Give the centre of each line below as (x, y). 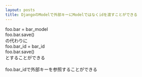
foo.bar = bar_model (27, 29)
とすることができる (25, 57)
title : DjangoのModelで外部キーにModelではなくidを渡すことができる (72, 15)
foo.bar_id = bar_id (25, 46)
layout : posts (20, 10)
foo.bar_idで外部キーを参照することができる (51, 69)
